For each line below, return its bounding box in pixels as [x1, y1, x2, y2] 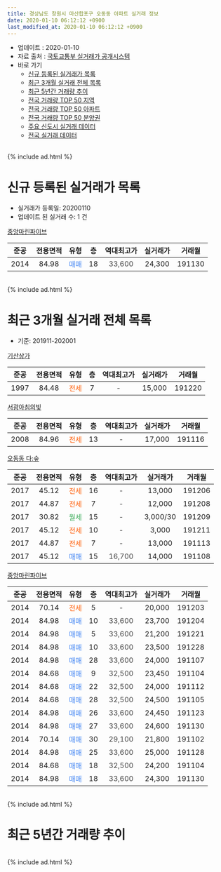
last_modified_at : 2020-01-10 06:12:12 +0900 [7, 23, 142, 30]
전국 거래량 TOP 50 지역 [27, 96, 95, 105]
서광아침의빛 [7, 403, 42, 411]
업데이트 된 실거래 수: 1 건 [17, 213, 88, 221]
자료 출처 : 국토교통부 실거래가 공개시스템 [17, 52, 130, 60]
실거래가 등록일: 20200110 [17, 204, 91, 213]
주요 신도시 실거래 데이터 [27, 122, 96, 130]
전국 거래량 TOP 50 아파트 [27, 105, 100, 113]
